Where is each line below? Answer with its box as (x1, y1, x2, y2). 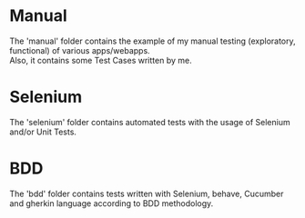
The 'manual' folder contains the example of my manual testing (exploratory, (9, 35, 296, 46)
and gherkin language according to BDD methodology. (9, 197, 214, 209)
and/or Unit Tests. (9, 126, 77, 137)
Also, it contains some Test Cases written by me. (9, 54, 193, 65)
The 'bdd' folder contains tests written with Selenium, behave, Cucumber (9, 188, 284, 199)
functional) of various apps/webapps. (9, 45, 150, 55)
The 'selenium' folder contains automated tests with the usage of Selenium (9, 116, 290, 127)
